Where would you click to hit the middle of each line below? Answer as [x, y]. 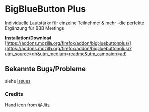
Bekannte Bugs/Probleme [45, 69]
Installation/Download [28, 38]
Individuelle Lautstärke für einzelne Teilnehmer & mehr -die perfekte [75, 23]
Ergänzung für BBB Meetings [35, 28]
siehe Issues [18, 81]
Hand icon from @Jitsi [28, 105]
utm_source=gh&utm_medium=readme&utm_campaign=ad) [66, 54]
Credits [14, 94]
